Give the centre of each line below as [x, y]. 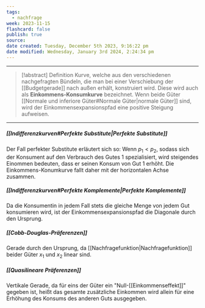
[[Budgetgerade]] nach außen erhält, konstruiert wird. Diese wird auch [110, 88]
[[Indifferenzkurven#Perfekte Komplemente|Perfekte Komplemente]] [96, 191]
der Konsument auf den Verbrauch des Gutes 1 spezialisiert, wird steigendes [103, 157]
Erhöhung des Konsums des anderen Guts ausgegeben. [77, 299]
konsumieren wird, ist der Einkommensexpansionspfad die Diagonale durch [101, 212]
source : [16, 40]
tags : [13, 12]
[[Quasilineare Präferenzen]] [44, 270]
